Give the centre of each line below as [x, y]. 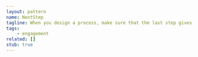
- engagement [33, 34]
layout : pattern [26, 12]
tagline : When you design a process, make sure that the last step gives [99, 23]
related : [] [21, 39]
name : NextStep [25, 17]
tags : [13, 28]
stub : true [20, 45]
